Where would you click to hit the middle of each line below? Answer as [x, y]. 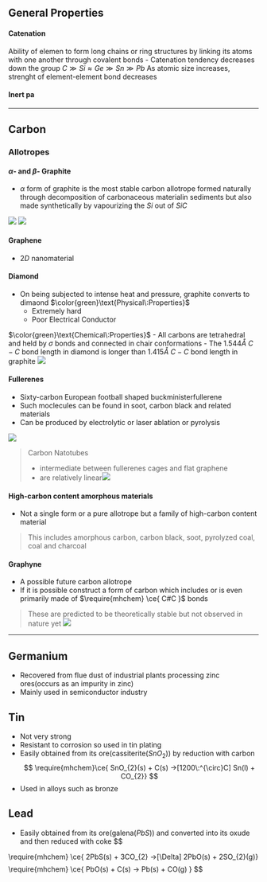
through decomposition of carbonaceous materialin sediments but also [135, 197]
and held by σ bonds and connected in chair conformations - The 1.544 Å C [131, 343]
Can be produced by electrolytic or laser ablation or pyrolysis [120, 422]
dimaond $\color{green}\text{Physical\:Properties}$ [105, 302]
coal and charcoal [57, 546]
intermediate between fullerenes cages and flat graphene [133, 468]
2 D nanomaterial [46, 258]
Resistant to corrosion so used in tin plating [91, 744]
